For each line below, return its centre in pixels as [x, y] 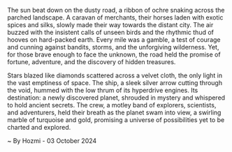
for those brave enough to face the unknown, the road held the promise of [114, 54]
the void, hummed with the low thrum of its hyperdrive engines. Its [103, 90]
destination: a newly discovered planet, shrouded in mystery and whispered [116, 98]
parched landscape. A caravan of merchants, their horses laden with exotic [115, 17]
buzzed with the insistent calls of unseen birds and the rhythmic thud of [111, 32]
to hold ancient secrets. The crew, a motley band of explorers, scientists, [112, 105]
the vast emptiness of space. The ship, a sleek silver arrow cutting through [115, 83]
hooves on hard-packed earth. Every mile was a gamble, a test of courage [114, 40]
